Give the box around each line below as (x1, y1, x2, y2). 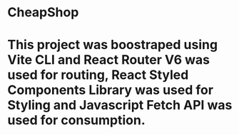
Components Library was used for (7, 82, 214, 98)
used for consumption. (7, 112, 146, 129)
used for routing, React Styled (7, 67, 189, 83)
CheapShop (7, 4, 79, 21)
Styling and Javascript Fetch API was (7, 97, 233, 114)
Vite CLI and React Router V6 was (7, 52, 210, 68)
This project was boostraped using (7, 37, 218, 53)
